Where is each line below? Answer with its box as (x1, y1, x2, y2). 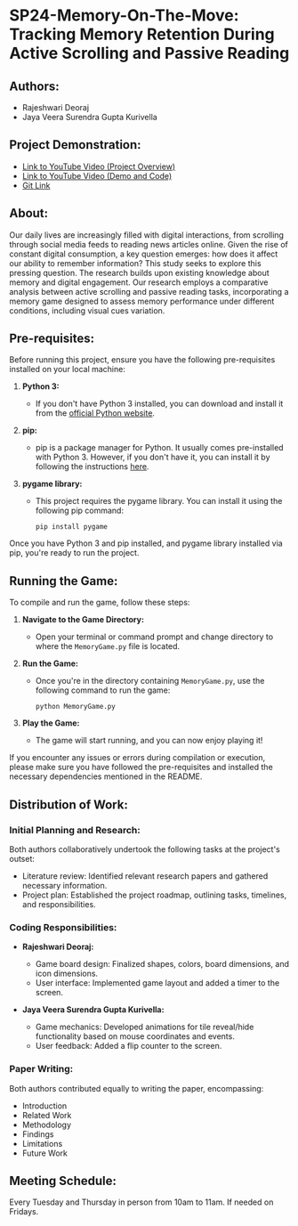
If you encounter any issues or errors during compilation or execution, (9, 752, 266, 763)
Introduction (21, 1100, 68, 1111)
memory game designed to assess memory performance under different (9, 296, 275, 306)
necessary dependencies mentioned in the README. (9, 771, 203, 782)
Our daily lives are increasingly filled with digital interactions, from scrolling (9, 229, 285, 240)
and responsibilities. (21, 898, 96, 909)
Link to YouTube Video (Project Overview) (21, 161, 176, 172)
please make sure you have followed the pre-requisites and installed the (9, 762, 273, 773)
